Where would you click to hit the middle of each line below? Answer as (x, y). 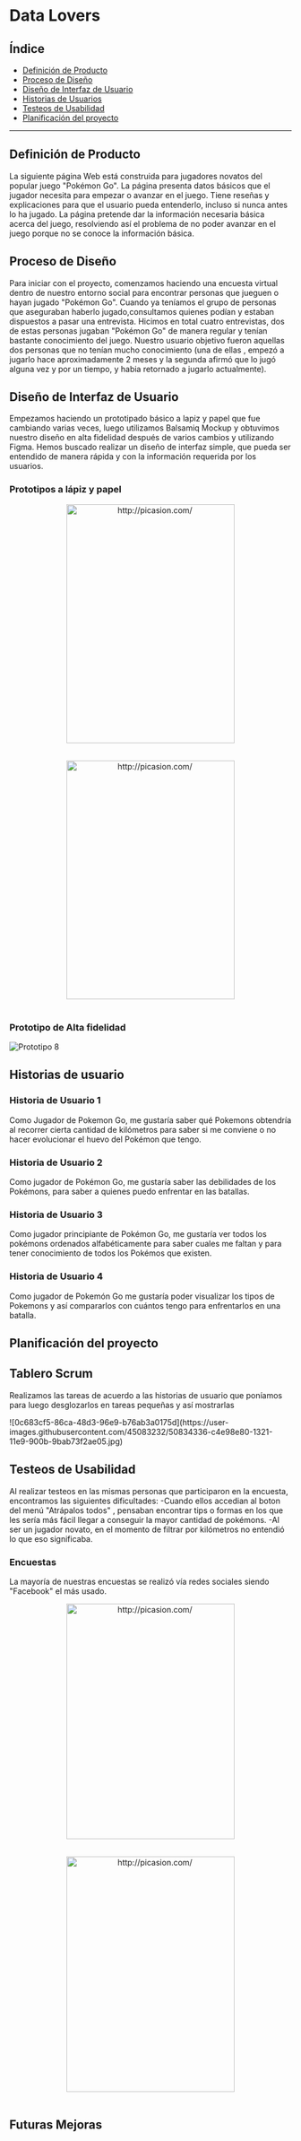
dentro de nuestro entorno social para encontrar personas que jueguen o (144, 292)
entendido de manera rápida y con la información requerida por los (133, 457)
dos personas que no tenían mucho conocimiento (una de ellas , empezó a (147, 350)
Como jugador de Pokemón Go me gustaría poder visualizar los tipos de (142, 1296)
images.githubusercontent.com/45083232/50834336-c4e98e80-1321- (141, 1432)
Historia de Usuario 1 (55, 1101)
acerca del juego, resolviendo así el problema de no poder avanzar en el (142, 223)
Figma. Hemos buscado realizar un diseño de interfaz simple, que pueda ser (150, 447)
